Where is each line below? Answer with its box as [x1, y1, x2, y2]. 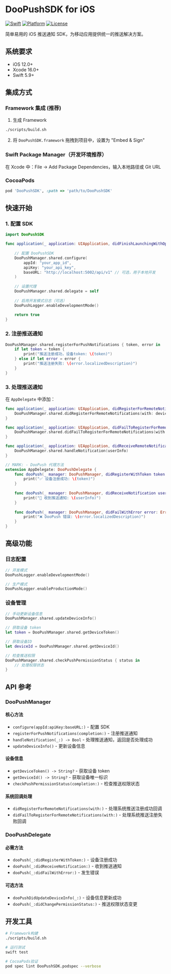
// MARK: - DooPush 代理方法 [5, 462, 64, 467]
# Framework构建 [5, 931, 38, 936]
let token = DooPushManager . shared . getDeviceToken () [5, 630, 120, 635]
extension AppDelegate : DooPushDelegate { [5, 467, 97, 472]
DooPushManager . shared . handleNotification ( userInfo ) [14, 449, 129, 454]
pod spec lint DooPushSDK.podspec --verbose [5, 963, 101, 969]
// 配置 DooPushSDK [14, 251, 54, 256]
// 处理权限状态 [14, 663, 44, 668]
